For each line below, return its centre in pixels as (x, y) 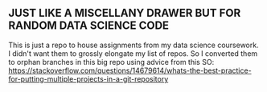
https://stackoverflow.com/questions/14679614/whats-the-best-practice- (130, 70)
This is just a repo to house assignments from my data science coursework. (133, 45)
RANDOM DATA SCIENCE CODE (89, 26)
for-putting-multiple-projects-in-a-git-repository (88, 78)
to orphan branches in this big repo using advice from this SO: (111, 62)
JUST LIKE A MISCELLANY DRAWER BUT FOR (125, 13)
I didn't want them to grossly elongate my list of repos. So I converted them (133, 53)
